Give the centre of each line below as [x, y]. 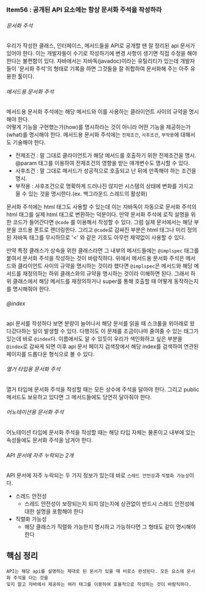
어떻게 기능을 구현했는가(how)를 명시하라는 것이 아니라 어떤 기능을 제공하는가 [99, 127]
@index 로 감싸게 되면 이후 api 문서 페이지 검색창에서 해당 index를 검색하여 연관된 [102, 346]
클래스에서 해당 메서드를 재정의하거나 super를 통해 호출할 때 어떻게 [92, 281]
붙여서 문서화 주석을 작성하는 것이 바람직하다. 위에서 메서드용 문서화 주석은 [95, 258]
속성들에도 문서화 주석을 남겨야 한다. [50, 440]
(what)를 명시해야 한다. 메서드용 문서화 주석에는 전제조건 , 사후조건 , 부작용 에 [93, 135]
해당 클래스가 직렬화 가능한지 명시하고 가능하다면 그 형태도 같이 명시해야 [110, 527]
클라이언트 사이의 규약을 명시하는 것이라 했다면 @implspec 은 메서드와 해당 [105, 266]
